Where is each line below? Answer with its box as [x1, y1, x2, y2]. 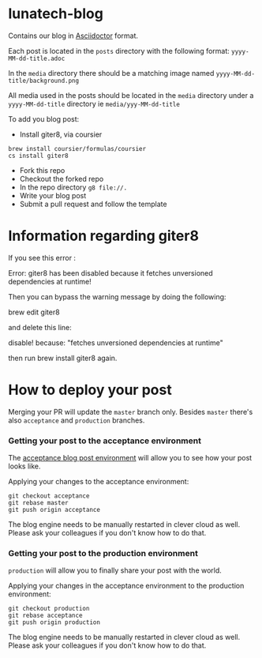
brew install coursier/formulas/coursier [8, 145, 147, 152]
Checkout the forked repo [19, 174, 104, 183]
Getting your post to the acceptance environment [8, 435, 201, 446]
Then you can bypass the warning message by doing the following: [8, 291, 226, 301]
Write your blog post [19, 190, 87, 200]
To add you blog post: [8, 114, 80, 123]
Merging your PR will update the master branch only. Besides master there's [8, 407, 253, 416]
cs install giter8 [8, 152, 69, 160]
